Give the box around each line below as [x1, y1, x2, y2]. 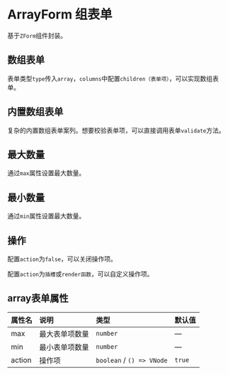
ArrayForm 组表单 [7, 6, 113, 23]
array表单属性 [7, 292, 69, 305]
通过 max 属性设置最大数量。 [7, 169, 86, 177]
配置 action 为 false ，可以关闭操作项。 [7, 254, 117, 263]
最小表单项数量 [39, 342, 90, 352]
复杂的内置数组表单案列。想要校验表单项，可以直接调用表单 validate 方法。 [7, 125, 225, 135]
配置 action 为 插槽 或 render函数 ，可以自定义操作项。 [7, 270, 154, 278]
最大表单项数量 [39, 329, 90, 339]
